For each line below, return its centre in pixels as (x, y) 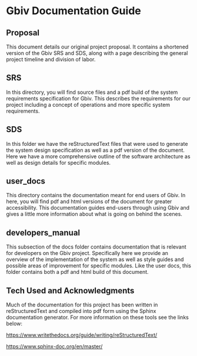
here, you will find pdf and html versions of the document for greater (89, 201)
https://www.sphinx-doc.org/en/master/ (54, 347)
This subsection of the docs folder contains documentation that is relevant (96, 247)
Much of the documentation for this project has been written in (82, 305)
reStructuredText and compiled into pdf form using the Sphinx (81, 311)
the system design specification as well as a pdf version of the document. (96, 150)
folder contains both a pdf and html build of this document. (77, 272)
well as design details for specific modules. (58, 162)
